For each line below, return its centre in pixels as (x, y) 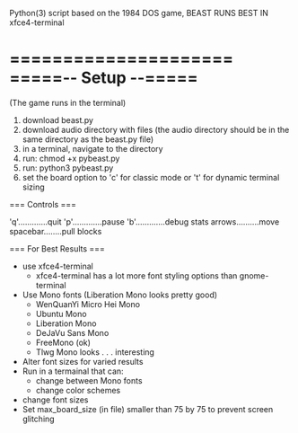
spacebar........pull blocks (56, 231)
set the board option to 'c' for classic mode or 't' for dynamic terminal (151, 177)
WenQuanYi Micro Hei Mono (88, 304)
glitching (39, 419)
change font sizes (55, 400)
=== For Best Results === (57, 248)
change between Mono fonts (89, 380)
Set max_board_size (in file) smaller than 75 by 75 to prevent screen (148, 409)
